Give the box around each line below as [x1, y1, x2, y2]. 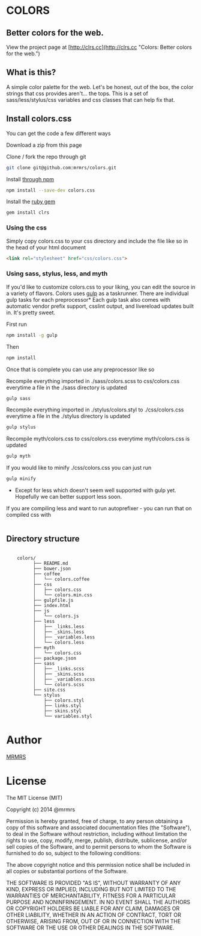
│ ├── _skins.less [32, 629, 85, 635]
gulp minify [6, 476, 36, 482]
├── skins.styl [44, 708, 82, 714]
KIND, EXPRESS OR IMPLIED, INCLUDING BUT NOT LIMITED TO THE [6, 885, 176, 893]
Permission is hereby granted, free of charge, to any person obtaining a [6, 817, 183, 825]
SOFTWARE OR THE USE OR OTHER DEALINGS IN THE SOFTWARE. [6, 924, 175, 931]
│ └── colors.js [32, 613, 79, 619]
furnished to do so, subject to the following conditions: [6, 849, 141, 856]
